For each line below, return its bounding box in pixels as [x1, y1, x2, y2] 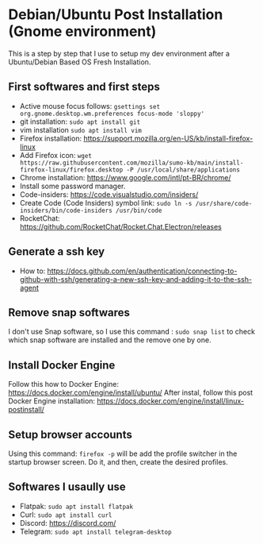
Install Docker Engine [8, 358, 116, 372]
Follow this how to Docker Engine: [8, 380, 119, 389]
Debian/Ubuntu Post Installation [8, 6, 223, 24]
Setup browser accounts [8, 427, 132, 442]
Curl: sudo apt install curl [19, 510, 112, 519]
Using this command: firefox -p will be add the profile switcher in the [8, 449, 238, 458]
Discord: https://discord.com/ [19, 518, 116, 527]
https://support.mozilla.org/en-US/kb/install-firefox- [82, 133, 253, 143]
